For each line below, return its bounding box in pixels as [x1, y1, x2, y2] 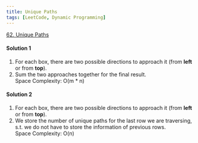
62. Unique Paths [6, 31, 49, 38]
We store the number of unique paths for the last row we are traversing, [14, 117, 192, 124]
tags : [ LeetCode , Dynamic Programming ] [6, 14, 106, 20]
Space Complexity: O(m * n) [14, 77, 85, 84]
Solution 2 [6, 91, 32, 98]
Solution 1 [6, 44, 31, 52]
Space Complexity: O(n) [14, 130, 75, 137]
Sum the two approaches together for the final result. [14, 70, 146, 78]
